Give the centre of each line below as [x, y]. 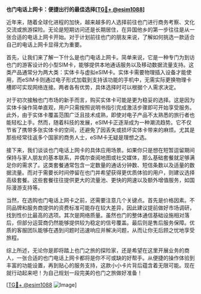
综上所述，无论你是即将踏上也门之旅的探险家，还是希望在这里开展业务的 [95, 250]
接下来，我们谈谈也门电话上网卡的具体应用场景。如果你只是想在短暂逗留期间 [100, 150]
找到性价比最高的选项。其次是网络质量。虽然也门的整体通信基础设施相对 [95, 215]
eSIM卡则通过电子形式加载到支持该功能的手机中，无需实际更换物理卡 [107, 80]
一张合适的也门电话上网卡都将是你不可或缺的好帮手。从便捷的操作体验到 [106, 258]
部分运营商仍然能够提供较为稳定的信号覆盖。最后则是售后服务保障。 [106, 223]
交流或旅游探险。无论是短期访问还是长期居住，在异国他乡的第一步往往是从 [98, 30]
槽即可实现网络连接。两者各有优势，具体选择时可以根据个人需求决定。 [93, 87]
